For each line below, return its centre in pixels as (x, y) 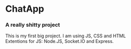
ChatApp (25, 9)
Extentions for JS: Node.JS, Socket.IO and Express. (60, 41)
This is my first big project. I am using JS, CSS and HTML (66, 36)
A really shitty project (33, 25)
